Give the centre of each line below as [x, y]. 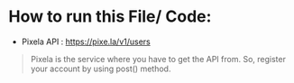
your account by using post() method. [101, 69]
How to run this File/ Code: [110, 17]
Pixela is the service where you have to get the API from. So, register [158, 59]
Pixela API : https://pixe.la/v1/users [86, 41]
